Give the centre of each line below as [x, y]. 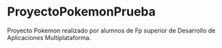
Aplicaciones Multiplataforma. [49, 37]
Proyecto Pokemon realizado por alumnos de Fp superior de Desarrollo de [111, 30]
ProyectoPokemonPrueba [81, 12]
